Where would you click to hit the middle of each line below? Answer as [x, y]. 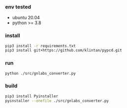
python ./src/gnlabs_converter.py [41, 73]
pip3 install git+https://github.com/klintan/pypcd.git [63, 50]
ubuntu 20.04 [26, 18]
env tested [18, 7]
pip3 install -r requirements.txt [41, 46]
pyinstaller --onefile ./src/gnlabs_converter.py [57, 101]
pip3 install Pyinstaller [32, 96]
